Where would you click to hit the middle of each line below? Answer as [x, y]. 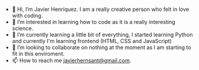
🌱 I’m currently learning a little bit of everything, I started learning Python [102, 35]
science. [23, 28]
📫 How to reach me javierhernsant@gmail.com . [71, 60]
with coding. [27, 16]
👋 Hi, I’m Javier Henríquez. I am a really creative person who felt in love [100, 9]
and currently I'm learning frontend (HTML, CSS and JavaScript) [92, 41]
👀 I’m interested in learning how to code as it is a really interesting [94, 22]
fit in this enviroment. [38, 54]
